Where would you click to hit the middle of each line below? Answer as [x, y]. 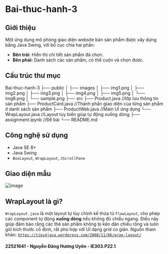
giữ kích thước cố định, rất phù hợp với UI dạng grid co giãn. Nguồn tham [81, 229]
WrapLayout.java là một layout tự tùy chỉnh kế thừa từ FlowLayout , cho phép [83, 213]
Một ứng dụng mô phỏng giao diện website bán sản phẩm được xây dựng [81, 39]
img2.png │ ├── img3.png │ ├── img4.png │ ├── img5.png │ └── [75, 93]
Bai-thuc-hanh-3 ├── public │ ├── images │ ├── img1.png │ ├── [74, 87]
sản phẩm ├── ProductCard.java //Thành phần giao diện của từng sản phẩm [84, 103]
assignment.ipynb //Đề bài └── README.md [51, 119]
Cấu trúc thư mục [33, 76]
